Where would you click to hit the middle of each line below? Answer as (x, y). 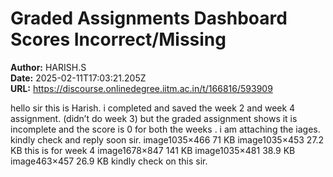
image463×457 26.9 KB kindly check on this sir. (109, 161)
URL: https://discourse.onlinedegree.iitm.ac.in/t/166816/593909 (141, 88)
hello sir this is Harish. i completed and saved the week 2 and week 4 (153, 108)
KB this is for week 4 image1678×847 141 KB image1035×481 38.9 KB (153, 150)
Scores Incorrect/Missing (118, 39)
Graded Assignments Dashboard (149, 18)
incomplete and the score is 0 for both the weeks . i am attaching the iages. (165, 129)
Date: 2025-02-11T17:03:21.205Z (78, 78)
